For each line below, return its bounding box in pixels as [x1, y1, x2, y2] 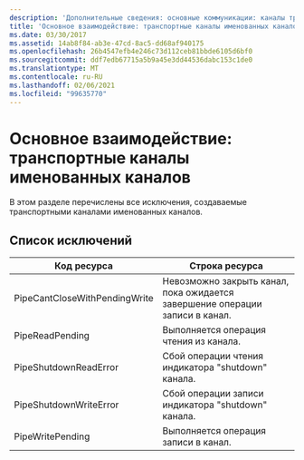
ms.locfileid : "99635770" [9, 89, 107, 98]
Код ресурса [53, 259, 113, 272]
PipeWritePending [14, 430, 90, 443]
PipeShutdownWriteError [14, 398, 119, 411]
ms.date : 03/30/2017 [9, 30, 88, 39]
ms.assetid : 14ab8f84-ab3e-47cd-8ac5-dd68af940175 [9, 38, 204, 48]
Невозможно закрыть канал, [162, 275, 290, 288]
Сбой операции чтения [162, 350, 264, 363]
